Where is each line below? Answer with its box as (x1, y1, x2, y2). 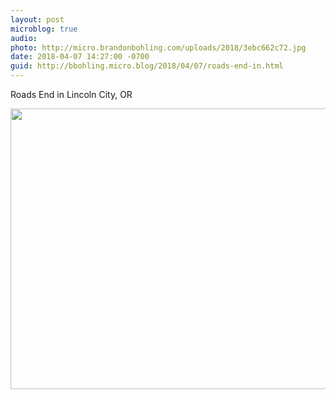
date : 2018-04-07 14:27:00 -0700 (10, 52, 150, 62)
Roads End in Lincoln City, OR (10, 89, 133, 100)
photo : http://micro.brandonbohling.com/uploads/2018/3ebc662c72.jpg (10, 42, 307, 53)
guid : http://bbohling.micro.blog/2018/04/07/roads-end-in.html (10, 61, 284, 71)
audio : (10, 33, 38, 43)
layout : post (10, 14, 65, 25)
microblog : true (10, 24, 78, 34)
